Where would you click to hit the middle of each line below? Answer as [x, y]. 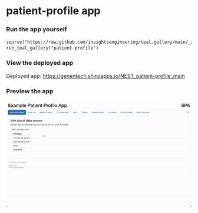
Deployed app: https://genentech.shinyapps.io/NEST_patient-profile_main [96, 76]
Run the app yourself [37, 30]
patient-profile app [53, 11]
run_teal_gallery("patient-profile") [52, 48]
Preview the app [30, 91]
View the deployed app [40, 63]
